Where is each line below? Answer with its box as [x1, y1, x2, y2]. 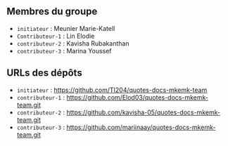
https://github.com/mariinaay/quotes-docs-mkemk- [65, 123, 216, 131]
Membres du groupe [6, 6, 98, 18]
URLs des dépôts [6, 67, 82, 79]
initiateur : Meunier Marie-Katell [16, 24, 115, 32]
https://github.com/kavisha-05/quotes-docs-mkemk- [65, 108, 221, 117]
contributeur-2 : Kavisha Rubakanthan [16, 39, 129, 48]
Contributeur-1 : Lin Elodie [16, 32, 95, 40]
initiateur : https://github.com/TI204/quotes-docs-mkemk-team [16, 86, 208, 94]
